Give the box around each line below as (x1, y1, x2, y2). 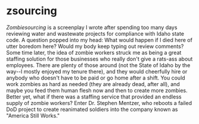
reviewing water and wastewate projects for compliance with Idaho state (6, 30, 185, 37)
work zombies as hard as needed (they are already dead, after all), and (6, 80, 180, 87)
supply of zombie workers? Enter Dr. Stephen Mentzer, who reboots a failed (6, 99, 192, 106)
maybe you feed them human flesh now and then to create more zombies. (6, 87, 188, 94)
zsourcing (6, 4, 58, 18)
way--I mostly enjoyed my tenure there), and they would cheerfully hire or (6, 68, 188, 75)
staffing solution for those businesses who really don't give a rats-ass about (6, 55, 193, 62)
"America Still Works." (6, 112, 60, 119)
